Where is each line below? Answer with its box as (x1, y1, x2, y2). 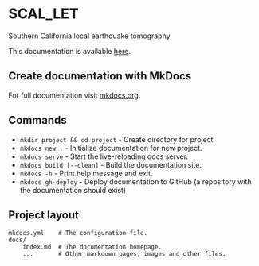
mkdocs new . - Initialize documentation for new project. (19, 143, 202, 152)
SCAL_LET (8, 5, 79, 23)
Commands (8, 114, 68, 127)
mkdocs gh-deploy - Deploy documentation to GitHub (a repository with (19, 176, 252, 187)
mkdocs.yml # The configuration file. (8, 229, 148, 237)
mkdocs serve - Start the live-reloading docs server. (19, 152, 189, 161)
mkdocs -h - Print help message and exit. (19, 168, 153, 178)
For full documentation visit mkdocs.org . (8, 91, 141, 100)
